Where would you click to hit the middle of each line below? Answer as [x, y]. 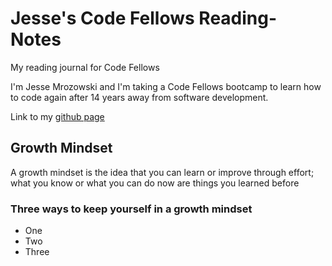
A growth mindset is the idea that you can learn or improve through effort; [162, 172]
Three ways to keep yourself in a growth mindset [131, 209]
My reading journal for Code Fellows [85, 67]
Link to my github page [57, 116]
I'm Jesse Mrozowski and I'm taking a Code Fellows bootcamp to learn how [166, 86]
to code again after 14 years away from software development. [139, 97]
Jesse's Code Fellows [102, 18]
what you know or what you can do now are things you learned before [155, 183]
